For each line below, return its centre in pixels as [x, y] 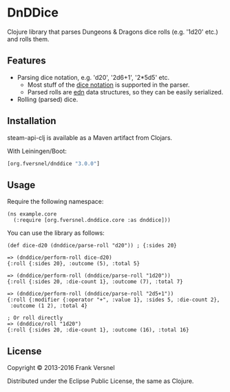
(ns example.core [32, 214]
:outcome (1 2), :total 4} [49, 306]
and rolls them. [28, 39]
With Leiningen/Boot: [37, 151]
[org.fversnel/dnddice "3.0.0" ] [53, 163]
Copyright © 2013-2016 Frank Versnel [61, 368]
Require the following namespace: [55, 202]
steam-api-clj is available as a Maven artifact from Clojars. [90, 137]
